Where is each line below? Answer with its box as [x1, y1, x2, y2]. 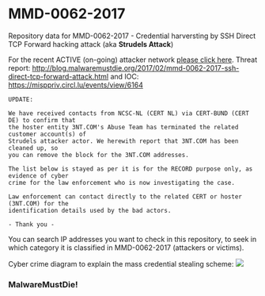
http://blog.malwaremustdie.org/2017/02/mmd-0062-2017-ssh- [32, 63, 240, 72]
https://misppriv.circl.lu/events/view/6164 [8, 80, 144, 90]
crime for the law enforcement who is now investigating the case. [8, 179, 236, 186]
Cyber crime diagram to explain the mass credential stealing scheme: [8, 259, 234, 268]
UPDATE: [8, 95, 34, 103]
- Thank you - [8, 220, 55, 229]
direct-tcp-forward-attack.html [8, 71, 109, 81]
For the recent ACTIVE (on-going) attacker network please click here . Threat [8, 55, 258, 64]
